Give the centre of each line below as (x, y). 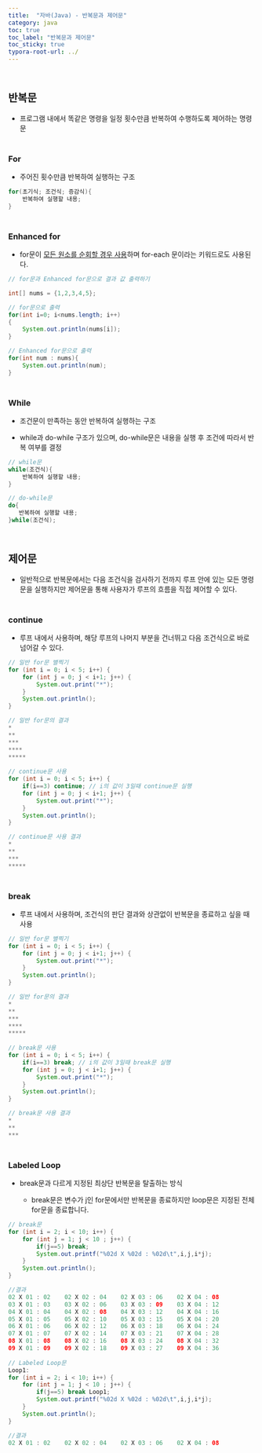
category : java (33, 23)
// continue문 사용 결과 (44, 837)
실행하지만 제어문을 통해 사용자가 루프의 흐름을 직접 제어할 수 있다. (136, 589)
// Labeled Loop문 (37, 1363)
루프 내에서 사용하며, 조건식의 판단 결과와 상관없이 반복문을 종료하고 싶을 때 (135, 914)
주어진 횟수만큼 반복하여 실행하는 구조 (77, 177)
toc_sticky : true (36, 45)
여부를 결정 (45, 447)
